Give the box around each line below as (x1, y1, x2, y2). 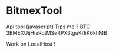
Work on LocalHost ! (6, 40, 56, 47)
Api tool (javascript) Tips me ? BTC (6, 23, 90, 30)
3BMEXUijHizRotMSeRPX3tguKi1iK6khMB (6, 29, 107, 36)
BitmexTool (6, 4, 62, 17)
